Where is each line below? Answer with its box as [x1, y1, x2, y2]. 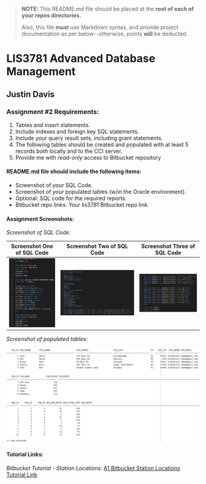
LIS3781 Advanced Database [6, 52, 156, 66]
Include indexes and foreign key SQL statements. [15, 128, 139, 135]
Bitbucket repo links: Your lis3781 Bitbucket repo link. [15, 201, 150, 209]
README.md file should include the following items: [6, 168, 142, 175]
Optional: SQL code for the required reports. [15, 194, 127, 202]
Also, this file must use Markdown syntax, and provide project [21, 24, 179, 31]
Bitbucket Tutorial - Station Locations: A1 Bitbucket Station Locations [6, 464, 181, 472]
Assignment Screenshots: [6, 215, 75, 223]
